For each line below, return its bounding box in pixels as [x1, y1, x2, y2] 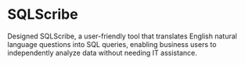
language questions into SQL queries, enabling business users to [7, 39, 217, 49]
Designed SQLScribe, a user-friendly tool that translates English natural [7, 31, 238, 41]
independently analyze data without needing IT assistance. [7, 48, 197, 57]
